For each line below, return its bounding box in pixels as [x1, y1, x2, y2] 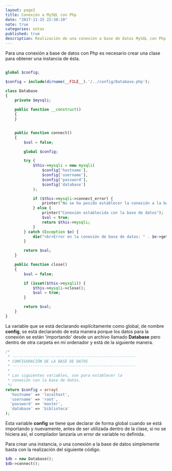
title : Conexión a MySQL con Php [5, 12, 77, 17]
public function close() [14, 262, 68, 267]
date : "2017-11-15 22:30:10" [5, 17, 68, 22]
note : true [5, 21, 29, 27]
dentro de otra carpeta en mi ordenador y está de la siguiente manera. [5, 339, 154, 345]
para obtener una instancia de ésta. [5, 55, 80, 61]
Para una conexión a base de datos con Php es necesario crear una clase [5, 50, 160, 56]
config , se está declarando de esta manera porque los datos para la [5, 328, 149, 334]
